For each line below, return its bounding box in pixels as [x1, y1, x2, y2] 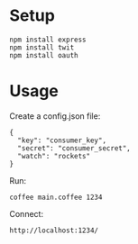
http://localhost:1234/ [9, 226, 99, 235]
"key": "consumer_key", [17, 136, 106, 145]
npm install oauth [9, 50, 78, 59]
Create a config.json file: [9, 110, 101, 122]
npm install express [9, 35, 87, 44]
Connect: [9, 208, 43, 219]
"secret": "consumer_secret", [17, 143, 131, 153]
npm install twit [9, 42, 75, 52]
